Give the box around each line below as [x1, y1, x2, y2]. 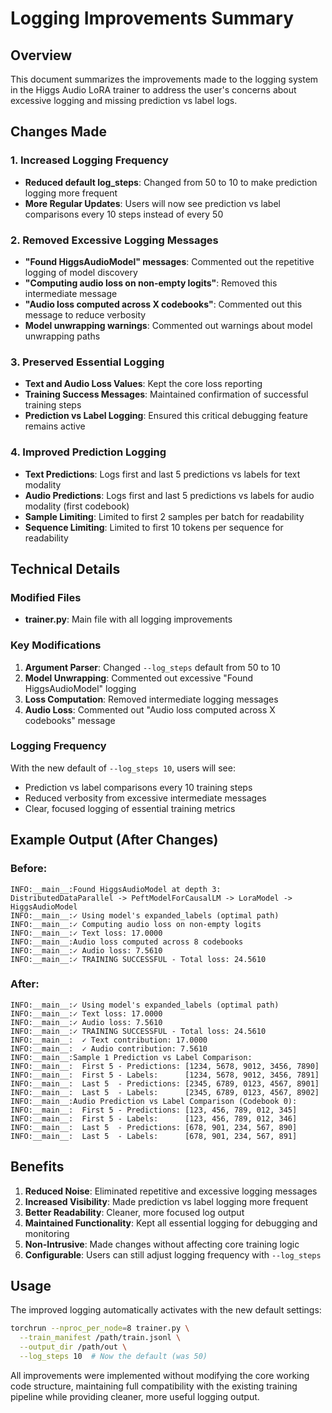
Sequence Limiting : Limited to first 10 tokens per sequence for [24, 521, 284, 533]
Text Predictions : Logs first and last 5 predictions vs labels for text [24, 468, 301, 480]
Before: [10, 862, 48, 876]
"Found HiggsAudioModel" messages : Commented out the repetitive [24, 255, 315, 267]
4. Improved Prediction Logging [10, 445, 167, 459]
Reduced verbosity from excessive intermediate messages [24, 792, 267, 804]
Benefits [10, 1158, 65, 1176]
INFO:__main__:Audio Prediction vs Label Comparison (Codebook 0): [10, 1096, 298, 1106]
